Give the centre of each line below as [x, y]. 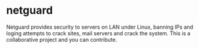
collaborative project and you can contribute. [62, 39]
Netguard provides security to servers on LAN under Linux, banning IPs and [100, 27]
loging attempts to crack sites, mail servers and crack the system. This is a [98, 33]
